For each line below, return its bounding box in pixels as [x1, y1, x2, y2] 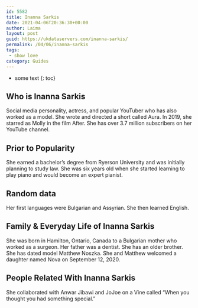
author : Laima [6, 25, 41, 31]
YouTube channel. [6, 126, 50, 133]
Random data [6, 189, 56, 199]
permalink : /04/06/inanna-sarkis [6, 42, 89, 48]
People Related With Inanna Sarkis [6, 273, 136, 283]
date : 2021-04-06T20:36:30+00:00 [6, 20, 89, 25]
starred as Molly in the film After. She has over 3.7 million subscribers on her [6, 119, 192, 127]
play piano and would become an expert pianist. [6, 171, 123, 179]
